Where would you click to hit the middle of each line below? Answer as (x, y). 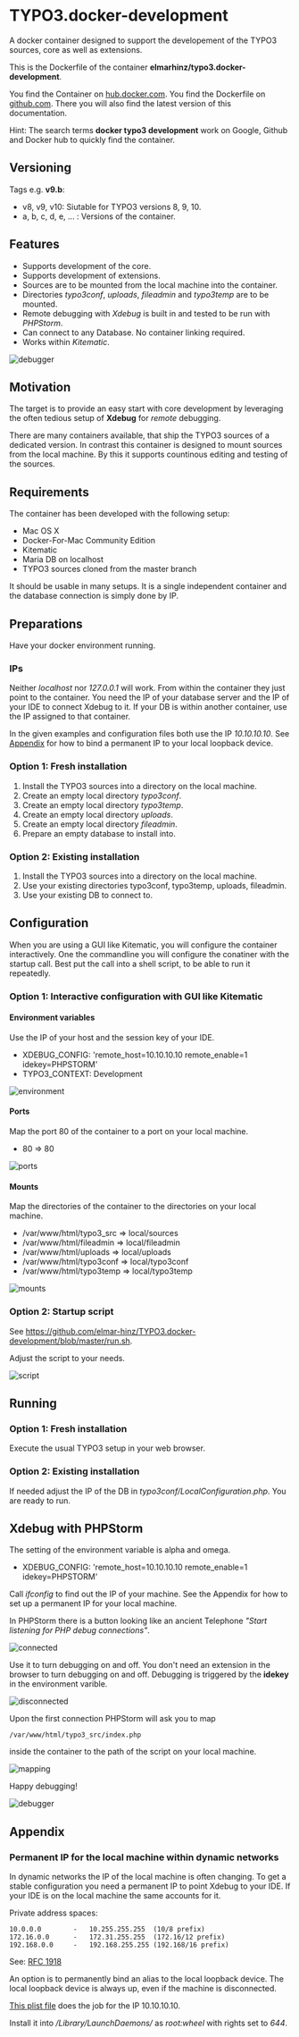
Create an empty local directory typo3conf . (102, 795)
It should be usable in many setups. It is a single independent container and (148, 586)
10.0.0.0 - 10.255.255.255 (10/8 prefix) (107, 1930)
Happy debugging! (43, 1786)
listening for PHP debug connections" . (79, 1630)
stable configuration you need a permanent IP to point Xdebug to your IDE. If (150, 1886)
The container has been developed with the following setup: (120, 514)
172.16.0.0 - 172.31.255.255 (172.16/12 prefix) (117, 1937)
